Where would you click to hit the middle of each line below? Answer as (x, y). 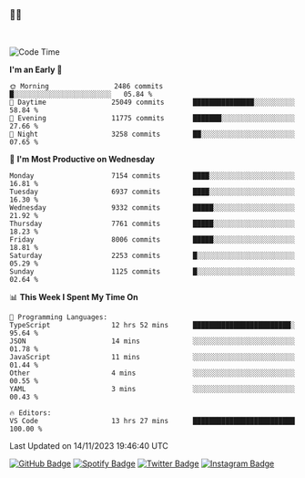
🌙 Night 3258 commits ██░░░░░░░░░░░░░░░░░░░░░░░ (152, 135)
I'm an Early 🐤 (36, 70)
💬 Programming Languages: (58, 317)
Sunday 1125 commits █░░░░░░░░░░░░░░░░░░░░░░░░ (152, 272)
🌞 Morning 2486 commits (86, 87)
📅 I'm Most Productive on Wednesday (82, 160)
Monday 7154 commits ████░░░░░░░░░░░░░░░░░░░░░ (152, 176)
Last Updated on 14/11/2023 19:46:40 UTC (89, 446)
